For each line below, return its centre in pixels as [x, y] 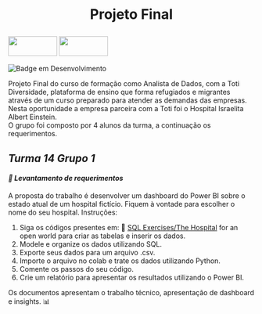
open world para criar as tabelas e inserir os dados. [102, 236]
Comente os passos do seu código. [77, 269]
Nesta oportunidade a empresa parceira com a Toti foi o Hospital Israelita [126, 109]
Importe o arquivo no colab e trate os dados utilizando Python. [120, 261]
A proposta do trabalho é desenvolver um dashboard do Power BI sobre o [127, 195]
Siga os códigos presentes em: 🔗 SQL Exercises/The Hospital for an [129, 227]
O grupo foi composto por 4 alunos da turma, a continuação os [109, 125]
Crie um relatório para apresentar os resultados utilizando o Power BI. [132, 277]
